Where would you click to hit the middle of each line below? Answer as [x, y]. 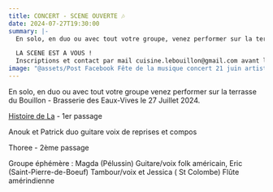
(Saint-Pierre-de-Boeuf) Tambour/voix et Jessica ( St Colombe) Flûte [124, 172]
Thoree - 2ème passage [49, 147]
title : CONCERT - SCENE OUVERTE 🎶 [67, 16]
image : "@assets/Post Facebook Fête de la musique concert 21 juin [125, 69]
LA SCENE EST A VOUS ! [54, 54]
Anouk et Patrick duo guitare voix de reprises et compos [103, 132]
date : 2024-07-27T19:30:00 [54, 24]
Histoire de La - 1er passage [56, 116]
